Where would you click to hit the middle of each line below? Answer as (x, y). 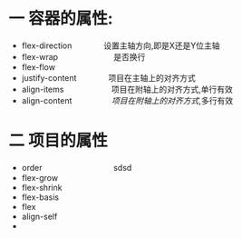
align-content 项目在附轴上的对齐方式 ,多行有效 (127, 100)
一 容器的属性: (61, 19)
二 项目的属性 (58, 141)
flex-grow (40, 177)
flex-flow (39, 67)
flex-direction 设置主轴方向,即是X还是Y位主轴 (121, 45)
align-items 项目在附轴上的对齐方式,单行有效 (127, 89)
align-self (39, 216)
